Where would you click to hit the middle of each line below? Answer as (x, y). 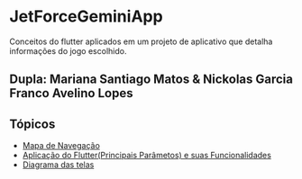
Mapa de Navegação (61, 146)
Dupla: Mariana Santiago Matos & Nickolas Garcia (151, 80)
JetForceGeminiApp (87, 17)
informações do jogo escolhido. (68, 50)
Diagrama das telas (58, 165)
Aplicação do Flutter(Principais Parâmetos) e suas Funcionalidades (147, 156)
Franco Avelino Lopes (71, 93)
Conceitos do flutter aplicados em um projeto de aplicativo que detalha (141, 41)
